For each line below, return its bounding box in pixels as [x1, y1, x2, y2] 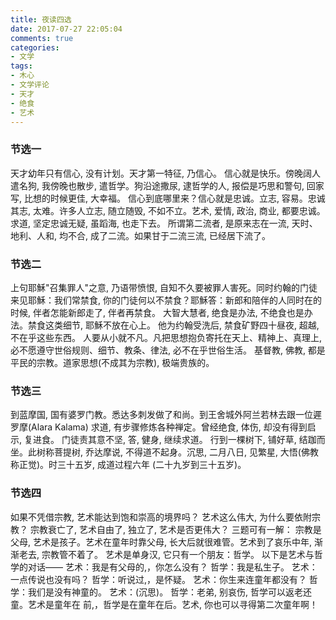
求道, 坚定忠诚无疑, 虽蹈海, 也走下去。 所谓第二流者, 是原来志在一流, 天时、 [10, 217, 318, 229]
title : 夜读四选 [10, 14, 72, 25]
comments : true [10, 33, 74, 43]
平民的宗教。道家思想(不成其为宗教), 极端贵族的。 [10, 356, 215, 368]
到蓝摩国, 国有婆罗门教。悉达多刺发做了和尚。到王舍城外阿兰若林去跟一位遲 [10, 409, 322, 421]
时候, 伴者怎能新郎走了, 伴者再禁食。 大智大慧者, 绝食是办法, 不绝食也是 [10, 306, 305, 318]
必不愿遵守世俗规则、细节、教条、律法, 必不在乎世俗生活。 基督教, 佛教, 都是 [10, 344, 326, 356]
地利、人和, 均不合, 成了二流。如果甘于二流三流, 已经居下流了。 [10, 229, 271, 241]
